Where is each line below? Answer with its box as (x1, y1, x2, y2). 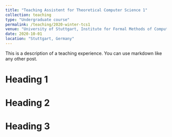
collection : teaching (5, 12, 52, 17)
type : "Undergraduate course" (5, 17, 70, 22)
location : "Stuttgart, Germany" (5, 36, 74, 42)
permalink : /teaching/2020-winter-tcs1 (5, 22, 91, 27)
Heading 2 (5, 97, 50, 109)
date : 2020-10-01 (5, 31, 42, 36)
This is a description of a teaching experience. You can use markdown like (5, 50, 162, 56)
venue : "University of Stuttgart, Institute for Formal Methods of (5, 27, 153, 32)
